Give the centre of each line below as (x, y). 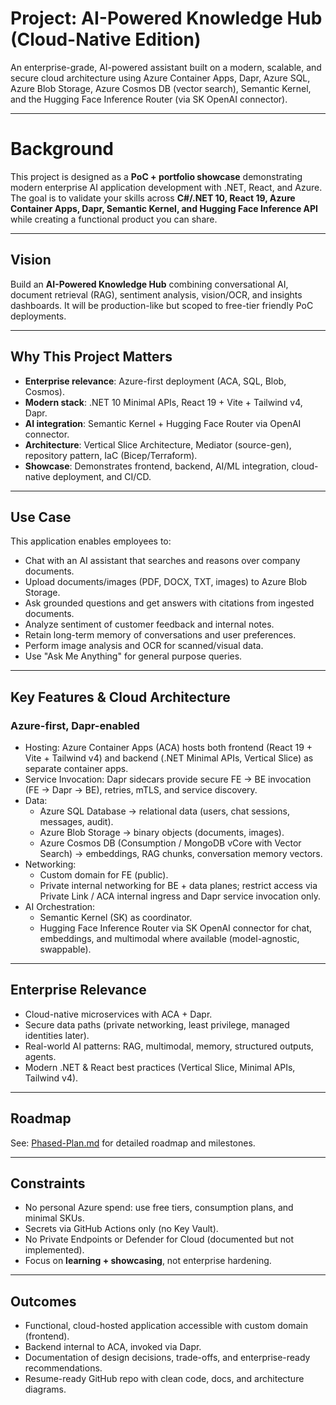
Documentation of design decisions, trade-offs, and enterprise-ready (167, 1358)
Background (62, 149)
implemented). (54, 1250)
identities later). (57, 1035)
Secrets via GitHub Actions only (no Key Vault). (121, 1229)
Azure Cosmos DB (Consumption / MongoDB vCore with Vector (170, 843)
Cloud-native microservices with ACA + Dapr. (118, 1014)
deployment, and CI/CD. (102, 476)
